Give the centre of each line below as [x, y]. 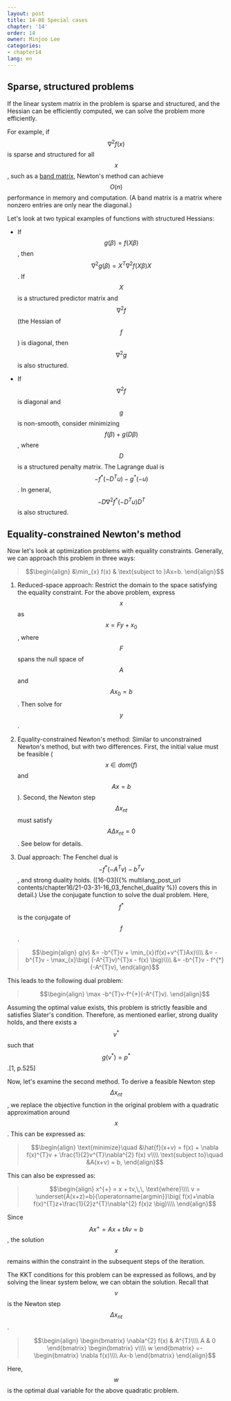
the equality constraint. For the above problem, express [96, 592]
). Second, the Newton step [56, 797]
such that [21, 1045]
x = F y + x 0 [121, 626]
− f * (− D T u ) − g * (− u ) [121, 478]
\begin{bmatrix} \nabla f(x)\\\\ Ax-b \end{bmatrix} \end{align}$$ [125, 1355]
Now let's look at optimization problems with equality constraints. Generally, [115, 550]
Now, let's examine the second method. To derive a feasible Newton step [111, 1081]
